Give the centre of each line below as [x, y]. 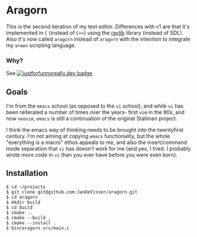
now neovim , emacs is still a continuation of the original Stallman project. [92, 119]
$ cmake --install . [31, 223]
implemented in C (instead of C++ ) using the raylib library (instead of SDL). [95, 32]
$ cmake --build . [28, 218]
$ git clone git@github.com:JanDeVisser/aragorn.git [72, 192]
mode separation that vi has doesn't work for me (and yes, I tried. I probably [98, 149]
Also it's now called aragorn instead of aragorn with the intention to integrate [98, 39]
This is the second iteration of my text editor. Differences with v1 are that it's [98, 26]
